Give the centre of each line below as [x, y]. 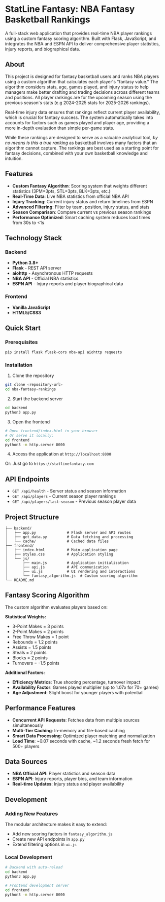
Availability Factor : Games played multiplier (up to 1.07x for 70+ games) [85, 687]
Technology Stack [33, 238]
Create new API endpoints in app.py [48, 839]
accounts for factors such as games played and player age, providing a [77, 122]
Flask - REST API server [37, 268]
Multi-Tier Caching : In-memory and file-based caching [68, 730]
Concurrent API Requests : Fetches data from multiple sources [76, 720]
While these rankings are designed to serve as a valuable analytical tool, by [82, 137]
